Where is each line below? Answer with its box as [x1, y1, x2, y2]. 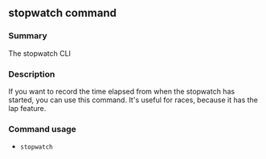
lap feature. [8, 103, 47, 113]
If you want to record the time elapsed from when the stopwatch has [8, 86, 235, 96]
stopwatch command [8, 6, 117, 20]
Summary [8, 30, 48, 42]
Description [8, 68, 55, 79]
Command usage [8, 123, 76, 134]
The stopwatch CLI [8, 48, 71, 58]
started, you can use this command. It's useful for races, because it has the [8, 95, 259, 105]
